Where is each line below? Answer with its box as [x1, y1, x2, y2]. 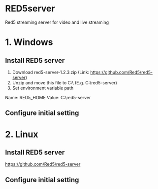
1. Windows [5, 37, 53, 48]
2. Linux [5, 129, 38, 140]
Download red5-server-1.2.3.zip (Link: [12, 69, 90, 75]
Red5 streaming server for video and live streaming [5, 19, 109, 25]
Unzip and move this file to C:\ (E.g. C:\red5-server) [12, 79, 117, 85]
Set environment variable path [12, 85, 74, 91]
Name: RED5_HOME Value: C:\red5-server [5, 94, 91, 100]
